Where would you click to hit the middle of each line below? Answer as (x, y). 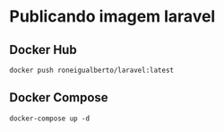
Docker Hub (43, 50)
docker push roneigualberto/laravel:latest (92, 70)
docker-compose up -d (50, 119)
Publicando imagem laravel (112, 17)
